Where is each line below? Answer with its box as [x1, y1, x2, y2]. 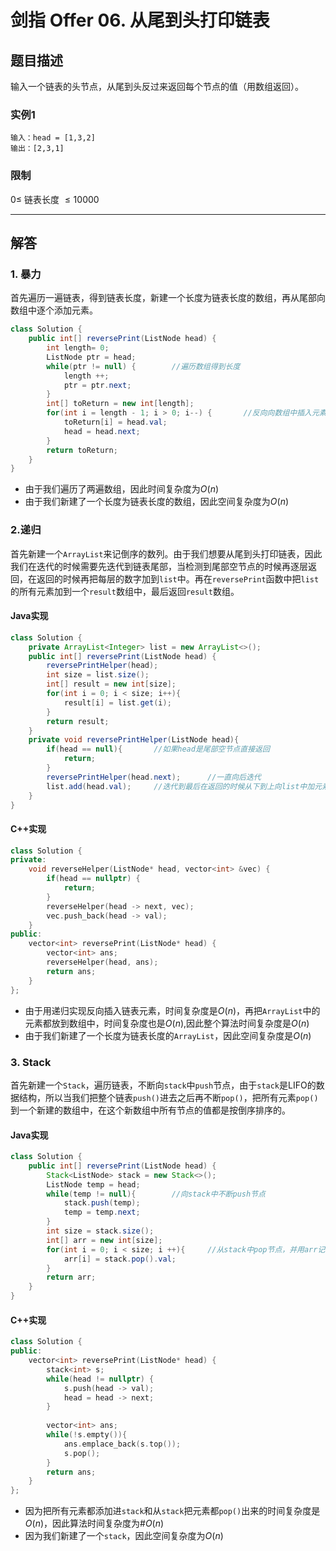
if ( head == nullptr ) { [46, 874, 141, 884]
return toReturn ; [46, 445, 118, 455]
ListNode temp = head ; [46, 1179, 141, 1190]
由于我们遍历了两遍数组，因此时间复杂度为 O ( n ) [24, 483, 220, 495]
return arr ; [46, 1272, 97, 1283]
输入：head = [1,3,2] [10, 133, 96, 143]
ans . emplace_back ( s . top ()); [63, 1439, 182, 1449]
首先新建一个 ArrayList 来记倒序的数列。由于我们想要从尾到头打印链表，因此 [10, 547, 323, 560]
